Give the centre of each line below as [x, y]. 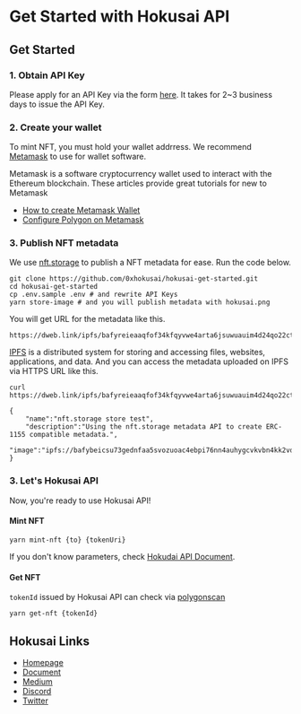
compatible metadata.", [73, 435]
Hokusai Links [50, 641]
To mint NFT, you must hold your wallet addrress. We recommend [131, 147]
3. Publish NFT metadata [64, 243]
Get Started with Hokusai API [120, 17]
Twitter [35, 701]
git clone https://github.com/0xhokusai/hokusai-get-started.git [133, 279]
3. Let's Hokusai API [54, 481]
